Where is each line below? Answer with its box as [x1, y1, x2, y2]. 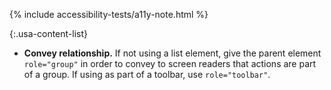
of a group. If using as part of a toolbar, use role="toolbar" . [23, 69, 271, 80]
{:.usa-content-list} [9, 28, 89, 39]
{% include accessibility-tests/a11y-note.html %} [9, 9, 209, 20]
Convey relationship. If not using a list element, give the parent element [23, 47, 322, 59]
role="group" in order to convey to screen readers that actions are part [23, 58, 317, 69]
